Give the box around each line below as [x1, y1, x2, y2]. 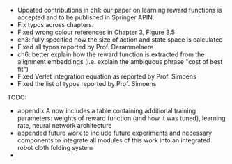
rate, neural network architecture [17, 122, 112, 129]
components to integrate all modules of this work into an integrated [17, 136, 210, 145]
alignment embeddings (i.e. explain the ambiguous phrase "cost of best [17, 58, 223, 65]
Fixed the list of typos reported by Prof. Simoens [17, 80, 157, 88]
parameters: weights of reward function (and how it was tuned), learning [17, 114, 226, 122]
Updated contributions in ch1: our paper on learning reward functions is [17, 6, 222, 14]
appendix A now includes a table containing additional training [17, 107, 196, 115]
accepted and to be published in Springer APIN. [17, 13, 155, 22]
